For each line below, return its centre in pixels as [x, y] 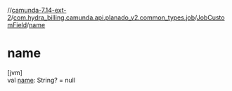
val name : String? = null [41, 80]
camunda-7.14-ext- [39, 10]
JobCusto [211, 17]
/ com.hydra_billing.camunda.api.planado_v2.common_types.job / [104, 17]
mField [17, 25]
